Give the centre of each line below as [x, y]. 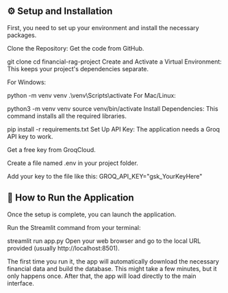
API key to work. [30, 136]
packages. [22, 35]
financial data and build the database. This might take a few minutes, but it [112, 268]
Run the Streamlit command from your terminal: [74, 227]
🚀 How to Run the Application [71, 198]
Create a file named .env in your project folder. [73, 163]
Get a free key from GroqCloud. [51, 149]
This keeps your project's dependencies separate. [78, 68]
